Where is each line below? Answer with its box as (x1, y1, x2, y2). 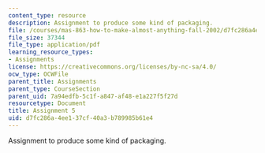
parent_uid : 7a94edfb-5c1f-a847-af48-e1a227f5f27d (8, 92, 178, 100)
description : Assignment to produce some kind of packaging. (8, 19, 214, 27)
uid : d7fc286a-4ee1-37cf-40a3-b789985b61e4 (8, 114, 154, 122)
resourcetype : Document (8, 99, 87, 107)
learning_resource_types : (8, 48, 93, 56)
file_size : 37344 (8, 33, 65, 42)
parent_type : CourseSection (8, 84, 101, 93)
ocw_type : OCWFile (8, 70, 69, 78)
